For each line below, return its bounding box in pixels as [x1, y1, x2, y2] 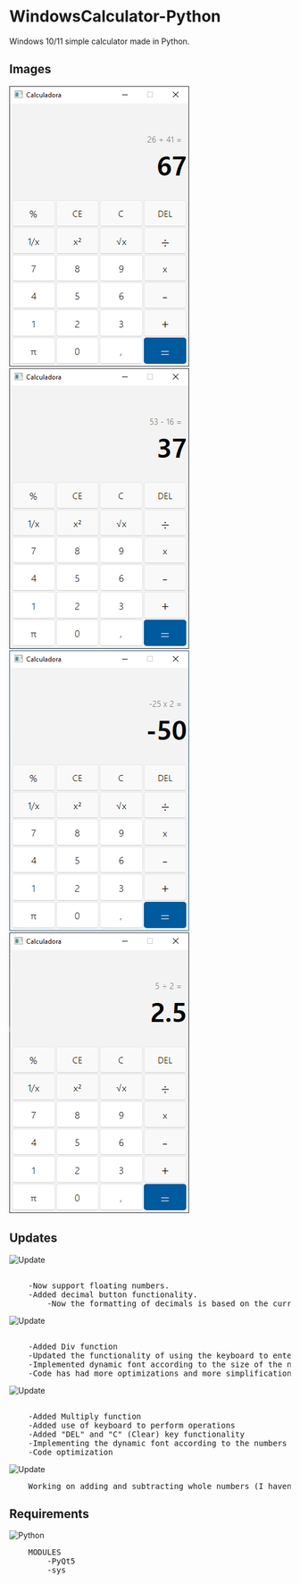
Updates [9, 1231, 58, 1246]
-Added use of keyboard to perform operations [28, 1420, 236, 1430]
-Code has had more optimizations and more [28, 1368, 221, 1378]
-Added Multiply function [28, 1411, 142, 1421]
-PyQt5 [46, 1556, 76, 1566]
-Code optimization [28, 1446, 113, 1457]
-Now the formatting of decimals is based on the [46, 1298, 269, 1309]
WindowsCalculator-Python [9, 6, 221, 27]
